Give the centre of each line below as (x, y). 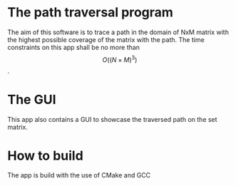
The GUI (32, 99)
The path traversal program (90, 12)
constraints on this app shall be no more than (74, 47)
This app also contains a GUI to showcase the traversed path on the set (112, 119)
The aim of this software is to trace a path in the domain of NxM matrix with (118, 32)
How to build (45, 156)
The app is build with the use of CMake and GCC (79, 175)
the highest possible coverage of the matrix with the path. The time (106, 39)
